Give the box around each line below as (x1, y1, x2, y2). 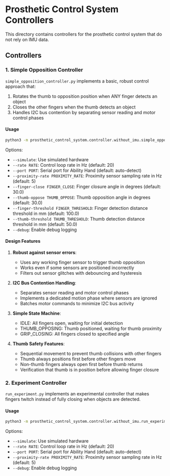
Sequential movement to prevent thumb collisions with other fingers (20, 350, 162, 356)
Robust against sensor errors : (12, 249, 77, 255)
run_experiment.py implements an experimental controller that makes (5, 391, 149, 397)
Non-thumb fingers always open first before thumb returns (20, 361, 143, 367)
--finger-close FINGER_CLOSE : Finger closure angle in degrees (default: (12, 184, 161, 190)
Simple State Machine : (12, 310, 61, 316)
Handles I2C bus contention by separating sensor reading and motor (12, 109, 156, 115)
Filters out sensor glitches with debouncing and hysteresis (20, 270, 142, 276)
